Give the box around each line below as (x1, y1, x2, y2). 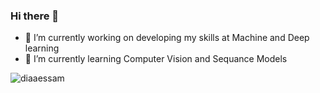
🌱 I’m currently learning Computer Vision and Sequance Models (24, 53, 288, 65)
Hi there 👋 (10, 9, 60, 23)
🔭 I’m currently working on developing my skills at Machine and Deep (24, 32, 310, 44)
